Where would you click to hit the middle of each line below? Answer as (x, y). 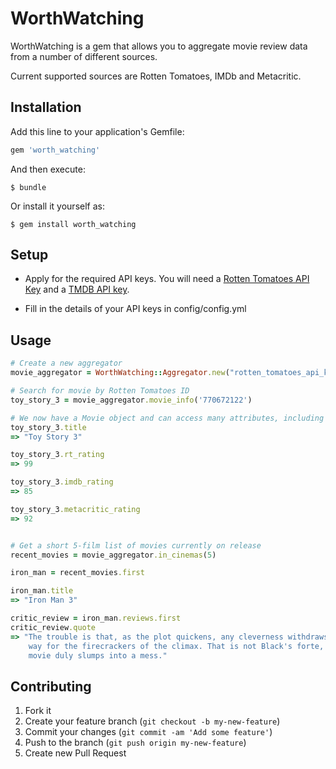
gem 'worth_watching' (55, 150)
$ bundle (28, 187)
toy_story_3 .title (48, 427)
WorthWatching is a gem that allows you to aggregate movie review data (159, 46)
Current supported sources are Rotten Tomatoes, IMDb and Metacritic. (156, 76)
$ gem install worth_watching (73, 224)
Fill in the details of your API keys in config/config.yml (135, 309)
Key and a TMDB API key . (77, 289)
